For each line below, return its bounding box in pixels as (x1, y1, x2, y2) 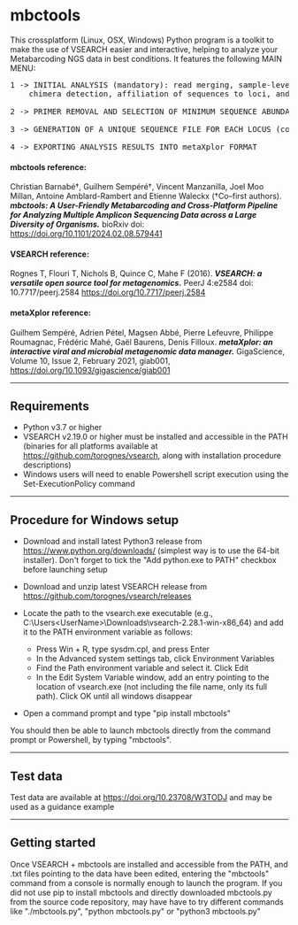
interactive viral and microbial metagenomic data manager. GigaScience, (10, 346, 286, 357)
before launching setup (22, 564, 109, 575)
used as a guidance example (10, 801, 115, 812)
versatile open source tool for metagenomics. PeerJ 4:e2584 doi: (10, 278, 254, 289)
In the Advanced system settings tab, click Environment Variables (35, 653, 275, 664)
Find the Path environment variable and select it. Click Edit (35, 663, 249, 674)
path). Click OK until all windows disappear (35, 691, 193, 702)
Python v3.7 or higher (22, 422, 103, 433)
